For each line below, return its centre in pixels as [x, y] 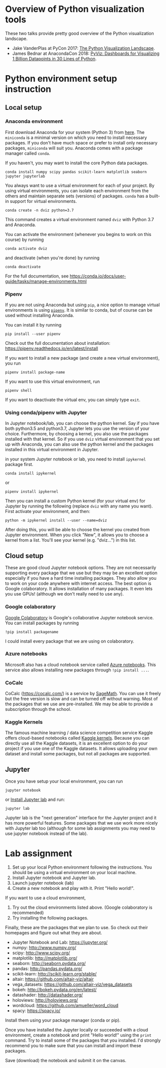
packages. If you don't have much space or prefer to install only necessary [81, 142]
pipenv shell [19, 391]
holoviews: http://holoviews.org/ [45, 1000]
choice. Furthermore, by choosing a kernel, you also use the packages [77, 434]
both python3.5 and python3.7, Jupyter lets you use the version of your [77, 428]
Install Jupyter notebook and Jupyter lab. [54, 878]
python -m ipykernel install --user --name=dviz [56, 520]
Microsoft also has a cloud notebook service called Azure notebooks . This [81, 664]
